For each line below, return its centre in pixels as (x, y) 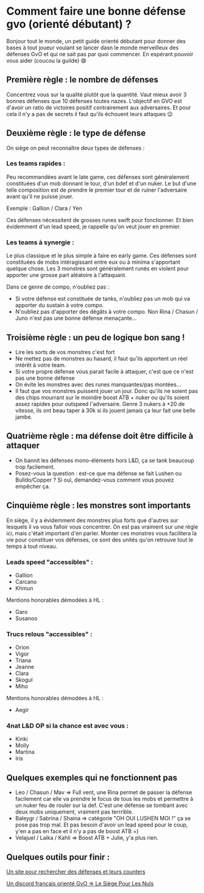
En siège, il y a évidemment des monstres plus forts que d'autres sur (92, 520)
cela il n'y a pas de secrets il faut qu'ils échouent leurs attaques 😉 (90, 114)
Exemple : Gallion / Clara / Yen (44, 208)
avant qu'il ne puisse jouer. (40, 196)
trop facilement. (35, 467)
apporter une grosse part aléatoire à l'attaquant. (66, 275)
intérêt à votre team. (40, 365)
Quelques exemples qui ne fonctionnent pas (92, 777)
